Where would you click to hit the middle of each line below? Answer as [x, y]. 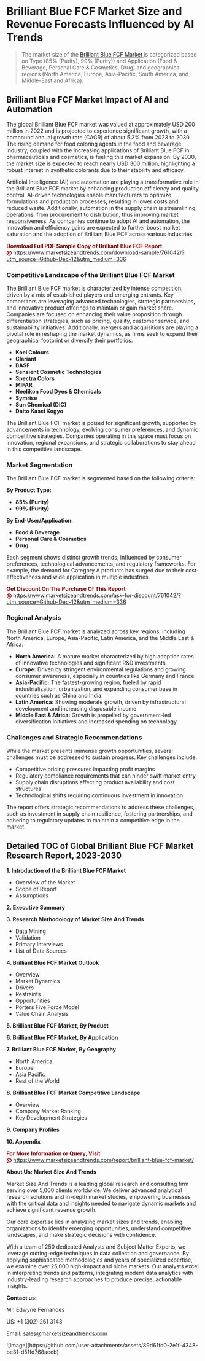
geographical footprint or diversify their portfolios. [70, 341]
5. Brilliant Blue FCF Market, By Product [57, 1025]
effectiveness [24, 577]
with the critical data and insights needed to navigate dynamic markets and [101, 1203]
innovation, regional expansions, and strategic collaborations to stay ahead [101, 443]
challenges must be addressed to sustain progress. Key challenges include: [102, 757]
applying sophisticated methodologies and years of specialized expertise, [100, 1260]
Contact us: [21, 1298]
